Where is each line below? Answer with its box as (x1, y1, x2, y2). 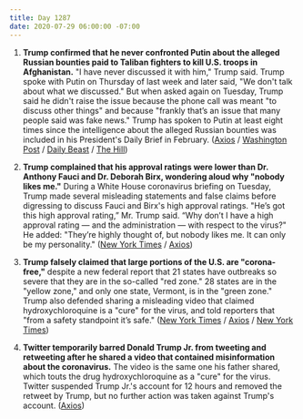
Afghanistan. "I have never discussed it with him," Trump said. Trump (22, 66, 285, 77)
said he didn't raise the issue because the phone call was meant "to (22, 95, 278, 106)
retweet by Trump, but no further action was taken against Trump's (22, 390, 275, 401)
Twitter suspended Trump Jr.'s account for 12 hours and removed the (22, 380, 282, 392)
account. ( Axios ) (22, 400, 85, 411)
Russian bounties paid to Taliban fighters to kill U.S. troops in (22, 56, 258, 67)
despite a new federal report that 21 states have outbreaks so (46, 266, 278, 277)
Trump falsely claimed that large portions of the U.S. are (22, 256, 239, 267)
